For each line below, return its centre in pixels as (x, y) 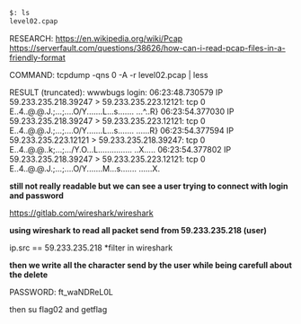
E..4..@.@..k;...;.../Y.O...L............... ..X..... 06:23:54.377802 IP (120, 149)
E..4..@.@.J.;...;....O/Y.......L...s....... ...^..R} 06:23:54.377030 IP (122, 111)
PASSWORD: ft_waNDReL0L (62, 292)
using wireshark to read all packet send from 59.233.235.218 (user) (138, 230)
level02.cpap (34, 21)
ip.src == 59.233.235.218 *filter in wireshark (91, 248)
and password (37, 195)
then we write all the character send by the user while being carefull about (150, 265)
